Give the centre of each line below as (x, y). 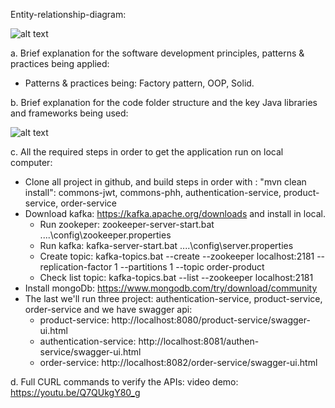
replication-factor (76, 267)
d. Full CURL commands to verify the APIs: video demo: (124, 382)
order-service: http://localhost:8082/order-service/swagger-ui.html (178, 362)
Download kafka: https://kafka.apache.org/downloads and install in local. (175, 213)
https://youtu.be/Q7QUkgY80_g (75, 392)
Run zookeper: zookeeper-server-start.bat (127, 224)
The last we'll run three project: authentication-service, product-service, (173, 298)
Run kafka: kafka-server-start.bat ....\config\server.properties (166, 245)
